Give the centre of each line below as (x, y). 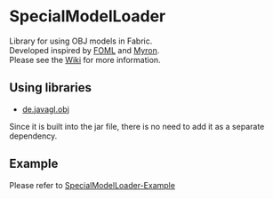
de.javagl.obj (45, 109)
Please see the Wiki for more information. (85, 60)
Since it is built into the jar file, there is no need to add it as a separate (137, 126)
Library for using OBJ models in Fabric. (81, 41)
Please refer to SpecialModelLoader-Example (92, 185)
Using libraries (50, 88)
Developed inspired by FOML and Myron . (84, 50)
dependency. (33, 136)
